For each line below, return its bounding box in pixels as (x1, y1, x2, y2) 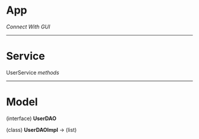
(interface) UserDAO (6, 115, 57, 122)
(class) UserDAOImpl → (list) (6, 126, 77, 133)
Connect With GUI (6, 23, 50, 30)
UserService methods (6, 69, 59, 76)
